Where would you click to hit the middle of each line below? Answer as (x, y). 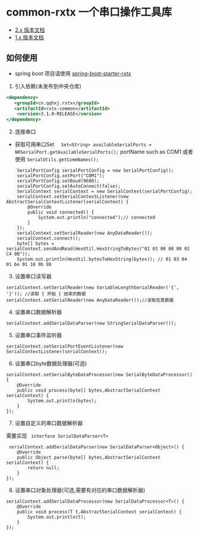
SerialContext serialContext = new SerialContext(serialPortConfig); (105, 191)
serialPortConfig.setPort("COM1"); (61, 176)
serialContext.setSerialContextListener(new (73, 197)
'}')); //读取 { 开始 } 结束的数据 (46, 294)
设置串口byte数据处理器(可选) (51, 364)
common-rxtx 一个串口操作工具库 (89, 12)
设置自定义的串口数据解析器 (49, 423)
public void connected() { (61, 212)
